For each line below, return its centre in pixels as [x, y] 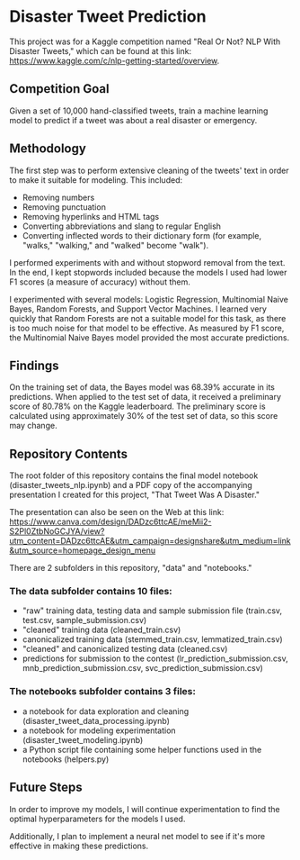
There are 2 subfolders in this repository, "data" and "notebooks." [131, 568]
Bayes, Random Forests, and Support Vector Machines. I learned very [138, 309]
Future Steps [46, 788]
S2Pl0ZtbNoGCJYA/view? [57, 531]
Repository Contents [69, 453]
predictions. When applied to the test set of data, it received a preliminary [145, 397]
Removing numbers [58, 197]
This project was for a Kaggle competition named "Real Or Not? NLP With [145, 41]
